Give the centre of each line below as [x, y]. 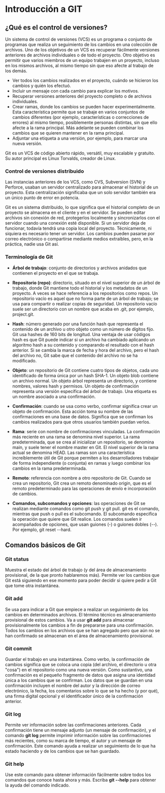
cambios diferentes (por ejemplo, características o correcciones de [81, 117]
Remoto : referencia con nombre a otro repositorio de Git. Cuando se [82, 478]
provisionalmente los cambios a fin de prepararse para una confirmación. [80, 625]
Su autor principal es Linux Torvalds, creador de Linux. [61, 158]
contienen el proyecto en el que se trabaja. [56, 273]
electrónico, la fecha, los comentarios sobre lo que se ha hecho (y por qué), [82, 691]
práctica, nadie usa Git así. [32, 244]
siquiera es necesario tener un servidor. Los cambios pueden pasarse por [80, 234]
